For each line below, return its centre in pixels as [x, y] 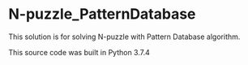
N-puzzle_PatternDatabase [102, 14]
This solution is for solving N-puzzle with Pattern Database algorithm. [124, 37]
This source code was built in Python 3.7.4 [79, 52]
